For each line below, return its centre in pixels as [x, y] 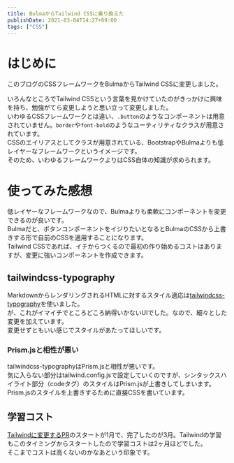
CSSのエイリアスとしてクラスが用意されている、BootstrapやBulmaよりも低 [116, 142]
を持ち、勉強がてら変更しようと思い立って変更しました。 [90, 108]
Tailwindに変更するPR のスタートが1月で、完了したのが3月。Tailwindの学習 [115, 435]
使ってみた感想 [50, 191]
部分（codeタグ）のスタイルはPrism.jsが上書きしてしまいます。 [123, 384]
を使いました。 [62, 304]
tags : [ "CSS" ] [28, 27]
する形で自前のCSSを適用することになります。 [80, 237]
